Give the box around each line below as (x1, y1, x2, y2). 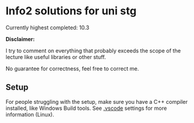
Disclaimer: (5, 35, 35, 42)
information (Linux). (5, 110, 55, 118)
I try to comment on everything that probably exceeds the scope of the (5, 47, 181, 54)
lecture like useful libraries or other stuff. (5, 53, 106, 60)
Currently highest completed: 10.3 (5, 24, 89, 31)
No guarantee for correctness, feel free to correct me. (5, 64, 139, 72)
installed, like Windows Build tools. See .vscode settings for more (5, 104, 168, 112)
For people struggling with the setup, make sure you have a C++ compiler (5, 98, 188, 105)
